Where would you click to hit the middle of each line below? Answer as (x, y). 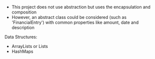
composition (24, 12)
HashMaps (22, 51)
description (23, 28)
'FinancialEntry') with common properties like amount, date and (75, 22)
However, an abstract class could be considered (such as (69, 17)
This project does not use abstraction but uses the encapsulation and (81, 7)
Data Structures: (21, 37)
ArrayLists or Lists (30, 46)
